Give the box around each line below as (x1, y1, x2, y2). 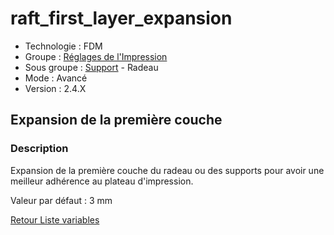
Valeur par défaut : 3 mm (10, 194, 113, 206)
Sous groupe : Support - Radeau (24, 61, 159, 73)
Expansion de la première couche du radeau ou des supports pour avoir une (10, 164, 325, 176)
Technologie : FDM (24, 40, 103, 52)
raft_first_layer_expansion (10, 7, 233, 30)
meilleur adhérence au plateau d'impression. (10, 175, 194, 187)
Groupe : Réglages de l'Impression (24, 50, 168, 62)
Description (10, 142, 69, 156)
